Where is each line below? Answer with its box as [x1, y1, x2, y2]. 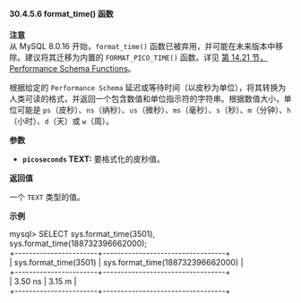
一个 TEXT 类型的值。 [9, 192, 85, 203]
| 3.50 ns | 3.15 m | [9, 276, 77, 287]
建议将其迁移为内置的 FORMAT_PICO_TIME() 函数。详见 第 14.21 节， [24, 52, 269, 63]
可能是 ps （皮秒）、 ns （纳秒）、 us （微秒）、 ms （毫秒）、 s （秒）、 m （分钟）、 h [16, 105, 291, 115]
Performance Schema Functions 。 [9, 63, 136, 74]
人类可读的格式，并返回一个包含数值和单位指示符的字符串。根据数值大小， [9, 94, 284, 105]
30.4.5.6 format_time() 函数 [9, 8, 114, 19]
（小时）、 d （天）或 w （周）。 [9, 116, 115, 127]
